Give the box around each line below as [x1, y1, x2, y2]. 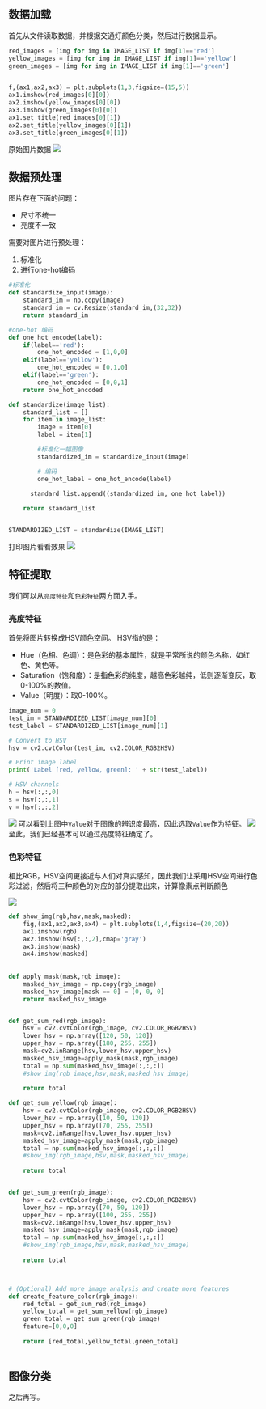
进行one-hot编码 [19, 265, 76, 275]
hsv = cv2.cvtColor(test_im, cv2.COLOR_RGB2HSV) [8, 743, 175, 752]
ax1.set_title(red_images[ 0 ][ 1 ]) [8, 113, 121, 121]
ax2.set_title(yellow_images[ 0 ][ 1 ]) [8, 121, 132, 129]
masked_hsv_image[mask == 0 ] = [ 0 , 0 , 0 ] [23, 988, 164, 996]
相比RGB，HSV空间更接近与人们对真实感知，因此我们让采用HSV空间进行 [8, 871, 251, 881]
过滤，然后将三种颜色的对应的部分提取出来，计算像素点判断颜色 [15, 881, 228, 891]
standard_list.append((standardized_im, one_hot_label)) [29, 489, 226, 497]
